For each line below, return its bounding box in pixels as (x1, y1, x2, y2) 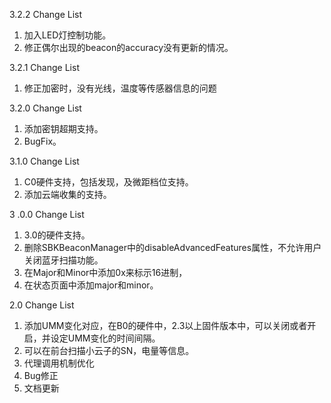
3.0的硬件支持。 (23, 229, 91, 241)
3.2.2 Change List (9, 9, 83, 20)
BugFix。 (23, 135, 62, 147)
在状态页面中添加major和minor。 (23, 279, 159, 291)
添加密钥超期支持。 (23, 123, 104, 134)
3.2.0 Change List (9, 102, 82, 114)
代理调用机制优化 (23, 357, 95, 369)
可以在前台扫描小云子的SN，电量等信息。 (23, 345, 195, 356)
